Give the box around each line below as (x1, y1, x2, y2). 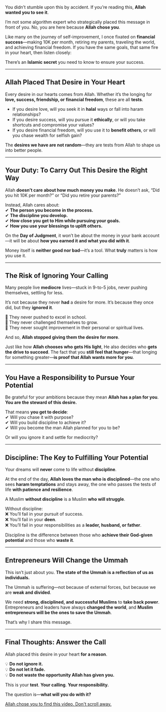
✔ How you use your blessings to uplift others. (5, 222, 103, 229)
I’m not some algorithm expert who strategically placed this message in (5, 19, 150, 25)
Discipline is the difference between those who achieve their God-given (5, 532, 153, 538)
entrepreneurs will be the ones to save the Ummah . (5, 609, 112, 615)
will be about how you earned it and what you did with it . (13, 237, 130, 244)
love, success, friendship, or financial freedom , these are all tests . (5, 96, 143, 102)
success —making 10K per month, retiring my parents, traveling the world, (5, 39, 156, 45)
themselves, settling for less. (5, 290, 64, 296)
